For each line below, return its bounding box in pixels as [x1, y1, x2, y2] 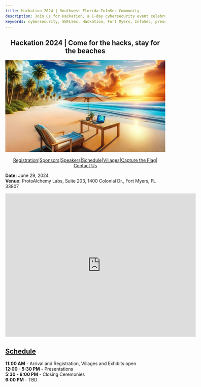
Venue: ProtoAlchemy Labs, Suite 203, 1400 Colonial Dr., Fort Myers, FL [5, 178, 156, 184]
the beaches [65, 46, 106, 55]
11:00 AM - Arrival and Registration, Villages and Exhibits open [5, 360, 137, 367]
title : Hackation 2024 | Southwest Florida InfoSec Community [5, 8, 140, 13]
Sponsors [40, 157, 60, 163]
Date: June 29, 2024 [5, 172, 49, 178]
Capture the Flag [121, 157, 156, 163]
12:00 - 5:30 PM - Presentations [5, 366, 74, 372]
